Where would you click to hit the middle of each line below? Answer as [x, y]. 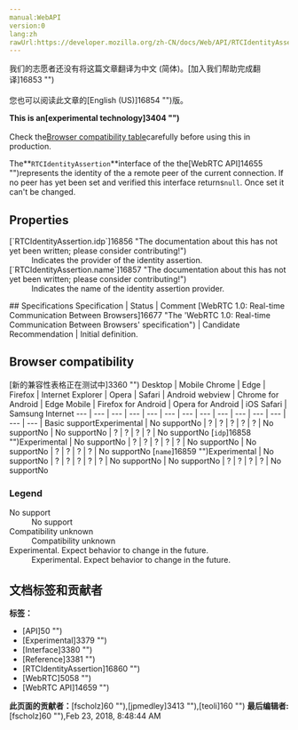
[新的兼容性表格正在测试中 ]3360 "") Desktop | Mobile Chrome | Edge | [137, 384]
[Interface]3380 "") [57, 649]
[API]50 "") [42, 630]
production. [30, 147]
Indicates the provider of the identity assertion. [117, 261]
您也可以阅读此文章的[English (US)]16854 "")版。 [98, 100]
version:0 [27, 26]
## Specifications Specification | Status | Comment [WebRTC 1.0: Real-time [147, 306]
